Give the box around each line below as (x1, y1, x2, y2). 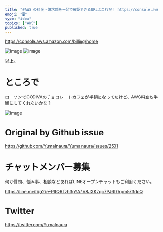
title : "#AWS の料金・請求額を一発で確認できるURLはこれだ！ (5, 7, 116, 12)
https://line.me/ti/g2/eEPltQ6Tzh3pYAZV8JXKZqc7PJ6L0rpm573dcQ (5, 188, 143, 194)
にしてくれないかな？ (9, 100, 52, 106)
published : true (5, 25, 38, 30)
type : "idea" (5, 16, 32, 21)
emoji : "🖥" (5, 12, 28, 17)
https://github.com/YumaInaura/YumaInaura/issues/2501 (5, 143, 118, 149)
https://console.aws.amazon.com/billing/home (5, 39, 98, 44)
